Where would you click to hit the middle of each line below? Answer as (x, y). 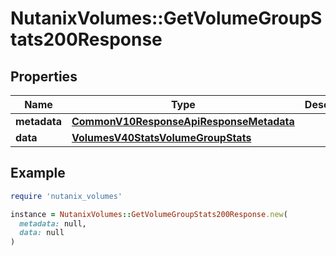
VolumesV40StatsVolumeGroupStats (161, 137)
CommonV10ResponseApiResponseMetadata (183, 121)
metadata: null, (53, 223)
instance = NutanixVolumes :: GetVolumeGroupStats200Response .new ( (149, 214)
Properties (44, 76)
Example (38, 173)
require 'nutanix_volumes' (66, 196)
